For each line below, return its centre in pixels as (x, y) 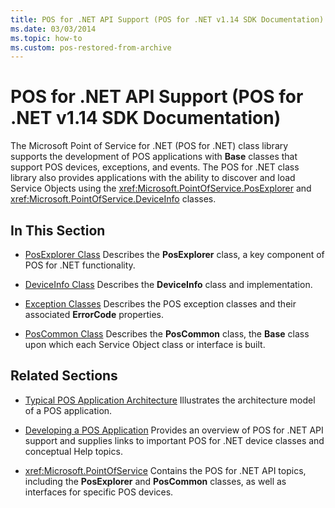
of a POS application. (68, 410)
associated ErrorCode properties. (94, 314)
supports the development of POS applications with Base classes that (154, 157)
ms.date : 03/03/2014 (53, 29)
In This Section (58, 230)
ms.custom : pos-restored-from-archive (91, 47)
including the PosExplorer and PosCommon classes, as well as (155, 481)
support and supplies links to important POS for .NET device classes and (174, 440)
